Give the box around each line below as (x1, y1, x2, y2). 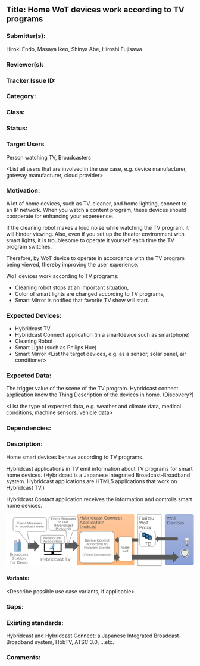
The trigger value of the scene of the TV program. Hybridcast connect (6, 385, 179, 392)
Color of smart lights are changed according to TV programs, (14, 290, 165, 297)
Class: (6, 108, 25, 117)
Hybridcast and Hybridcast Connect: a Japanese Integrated (6, 632, 153, 639)
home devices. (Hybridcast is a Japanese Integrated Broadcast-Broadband (6, 471, 190, 479)
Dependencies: (6, 424, 52, 432)
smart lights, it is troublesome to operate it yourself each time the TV (6, 236, 174, 243)
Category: (6, 92, 36, 101)
